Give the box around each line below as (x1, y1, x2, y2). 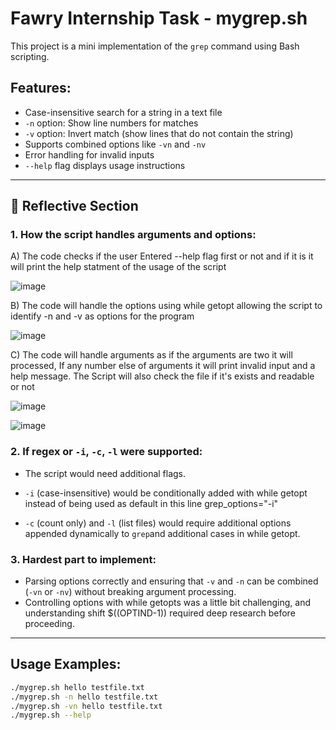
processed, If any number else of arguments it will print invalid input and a (10, 360, 316, 372)
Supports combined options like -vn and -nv (24, 138, 207, 150)
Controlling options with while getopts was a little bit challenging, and (24, 597, 312, 609)
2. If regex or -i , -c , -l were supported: (10, 445, 203, 459)
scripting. (10, 50, 50, 62)
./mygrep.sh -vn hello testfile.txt (10, 701, 163, 711)
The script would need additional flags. (24, 467, 187, 479)
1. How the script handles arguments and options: (10, 228, 257, 242)
